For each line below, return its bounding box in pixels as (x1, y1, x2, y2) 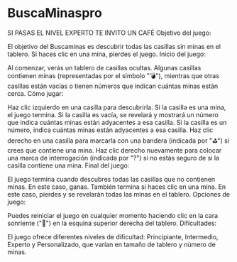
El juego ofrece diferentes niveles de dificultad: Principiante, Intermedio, (7, 232, 219, 241)
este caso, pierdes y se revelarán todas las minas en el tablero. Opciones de (7, 190, 231, 198)
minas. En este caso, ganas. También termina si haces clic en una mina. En (7, 182, 226, 191)
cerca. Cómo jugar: (7, 89, 64, 97)
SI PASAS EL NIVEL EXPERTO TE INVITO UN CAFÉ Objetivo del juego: (7, 28, 211, 37)
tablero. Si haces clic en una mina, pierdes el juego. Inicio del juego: (7, 50, 206, 58)
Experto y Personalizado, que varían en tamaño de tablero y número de (7, 240, 216, 249)
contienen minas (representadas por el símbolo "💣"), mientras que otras (7, 71, 220, 80)
